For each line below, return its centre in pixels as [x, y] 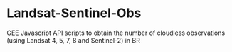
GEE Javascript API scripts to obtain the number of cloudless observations [116, 33]
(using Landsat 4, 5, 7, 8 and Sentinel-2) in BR [73, 40]
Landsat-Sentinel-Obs [74, 13]
